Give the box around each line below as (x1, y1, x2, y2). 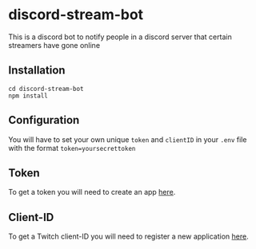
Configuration (8, 113, 80, 127)
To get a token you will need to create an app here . (8, 188, 176, 197)
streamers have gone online (8, 40, 101, 49)
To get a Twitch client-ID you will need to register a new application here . (8, 231, 250, 241)
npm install (8, 92, 48, 100)
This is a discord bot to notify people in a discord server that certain (8, 32, 232, 41)
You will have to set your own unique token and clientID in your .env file (8, 134, 247, 144)
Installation (8, 64, 66, 77)
